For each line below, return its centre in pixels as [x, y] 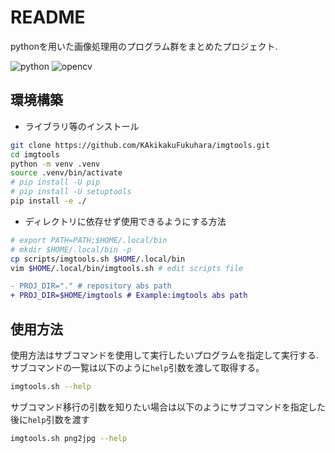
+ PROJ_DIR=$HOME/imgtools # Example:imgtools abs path [129, 296]
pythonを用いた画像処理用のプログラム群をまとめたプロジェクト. [144, 46]
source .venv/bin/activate [66, 173]
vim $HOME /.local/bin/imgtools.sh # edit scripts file [127, 268]
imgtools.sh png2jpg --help [69, 438]
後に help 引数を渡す [50, 419]
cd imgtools [35, 154]
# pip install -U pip [55, 182]
